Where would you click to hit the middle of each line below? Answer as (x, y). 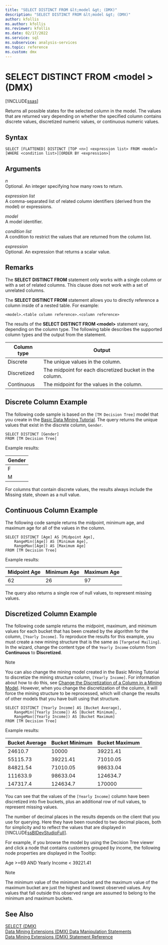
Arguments (23, 169)
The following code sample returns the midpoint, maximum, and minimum (81, 626)
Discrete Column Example (46, 402)
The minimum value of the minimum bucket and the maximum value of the (81, 882)
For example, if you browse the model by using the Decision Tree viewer (79, 843)
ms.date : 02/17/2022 (27, 33)
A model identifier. (24, 222)
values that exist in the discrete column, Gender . (54, 425)
